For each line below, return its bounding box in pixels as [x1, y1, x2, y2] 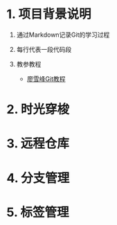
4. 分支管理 [6, 170, 70, 186]
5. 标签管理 [6, 204, 69, 220]
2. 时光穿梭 [6, 102, 70, 118]
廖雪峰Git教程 [26, 74, 66, 83]
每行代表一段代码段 [16, 45, 72, 53]
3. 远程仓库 [6, 136, 70, 152]
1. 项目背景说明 [6, 6, 91, 22]
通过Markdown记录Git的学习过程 [16, 30, 110, 39]
